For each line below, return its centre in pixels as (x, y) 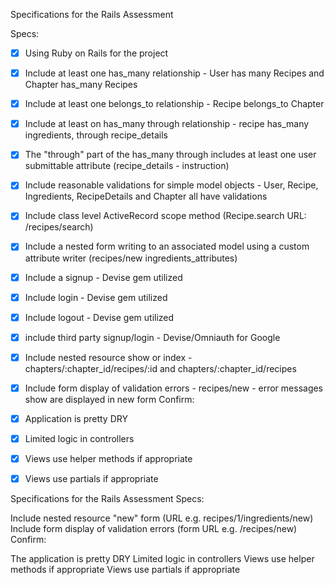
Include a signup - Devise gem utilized (103, 277)
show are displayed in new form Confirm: (109, 399)
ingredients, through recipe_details (96, 135)
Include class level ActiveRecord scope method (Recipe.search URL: (165, 216)
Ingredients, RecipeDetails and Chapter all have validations (146, 196)
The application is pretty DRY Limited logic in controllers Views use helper (162, 559)
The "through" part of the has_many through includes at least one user (170, 155)
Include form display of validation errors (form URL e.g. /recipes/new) (154, 529)
